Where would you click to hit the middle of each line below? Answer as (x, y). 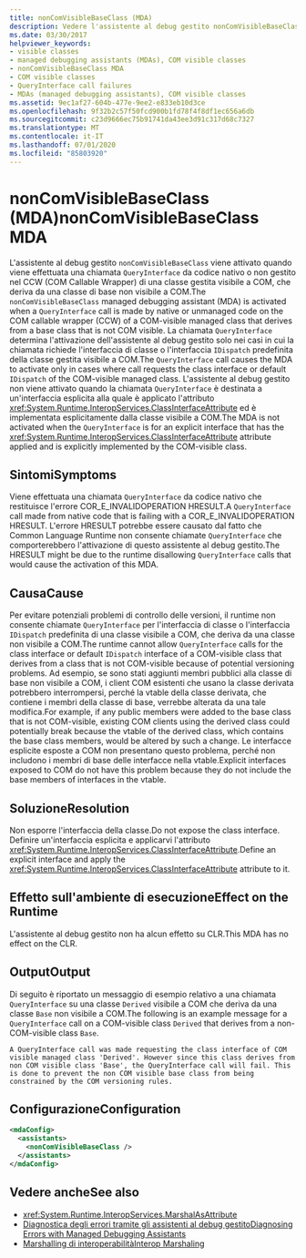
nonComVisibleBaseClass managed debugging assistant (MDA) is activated (148, 301)
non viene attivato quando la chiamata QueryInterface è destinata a (136, 388)
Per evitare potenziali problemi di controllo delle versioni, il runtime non (143, 615)
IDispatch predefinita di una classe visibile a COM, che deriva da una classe (153, 635)
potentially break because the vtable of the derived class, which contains (147, 731)
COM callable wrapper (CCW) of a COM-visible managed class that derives (151, 321)
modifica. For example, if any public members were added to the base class (150, 712)
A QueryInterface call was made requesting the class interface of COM (148, 1049)
